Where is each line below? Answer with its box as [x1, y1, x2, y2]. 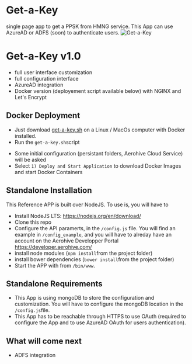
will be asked [14, 156, 47, 163]
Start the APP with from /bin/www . [14, 262, 95, 269]
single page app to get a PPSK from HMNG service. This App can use [6, 23, 173, 30]
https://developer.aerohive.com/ [14, 243, 92, 250]
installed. [14, 132, 37, 139]
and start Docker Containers [14, 168, 83, 175]
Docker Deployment [6, 110, 81, 120]
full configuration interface [14, 75, 79, 82]
